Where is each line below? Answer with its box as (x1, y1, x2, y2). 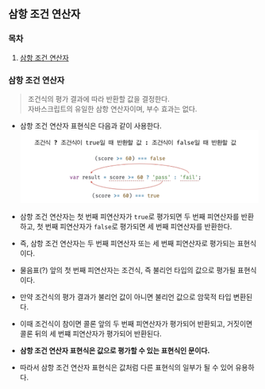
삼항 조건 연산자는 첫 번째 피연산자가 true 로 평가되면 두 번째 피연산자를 (19, 211, 240, 221)
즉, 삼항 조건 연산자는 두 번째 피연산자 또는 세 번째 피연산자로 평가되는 (19, 238, 236, 248)
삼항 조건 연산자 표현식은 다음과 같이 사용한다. (19, 121, 163, 130)
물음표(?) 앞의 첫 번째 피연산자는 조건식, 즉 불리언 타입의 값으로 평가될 (19, 265, 236, 275)
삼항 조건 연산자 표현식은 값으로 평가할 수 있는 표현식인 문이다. (19, 345, 210, 355)
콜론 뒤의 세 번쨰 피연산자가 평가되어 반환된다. (19, 329, 163, 338)
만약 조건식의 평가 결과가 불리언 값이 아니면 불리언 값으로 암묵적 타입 (19, 292, 232, 302)
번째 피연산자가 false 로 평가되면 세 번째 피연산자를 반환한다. (44, 221, 232, 231)
